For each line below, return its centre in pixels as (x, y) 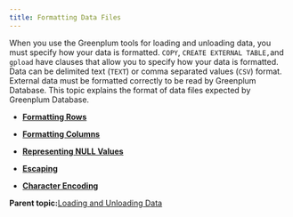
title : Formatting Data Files (65, 17)
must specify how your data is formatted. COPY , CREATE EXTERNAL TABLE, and (147, 52)
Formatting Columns (61, 133)
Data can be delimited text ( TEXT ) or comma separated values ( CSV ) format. (146, 71)
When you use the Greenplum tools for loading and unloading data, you (140, 43)
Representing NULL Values (73, 151)
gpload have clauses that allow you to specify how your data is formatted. (144, 61)
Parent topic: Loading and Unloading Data (86, 203)
